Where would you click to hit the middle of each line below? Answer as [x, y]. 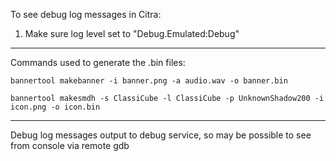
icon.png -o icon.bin [55, 107]
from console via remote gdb [70, 145]
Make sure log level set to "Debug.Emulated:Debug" [132, 33]
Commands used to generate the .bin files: [98, 62]
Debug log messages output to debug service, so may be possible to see [161, 135]
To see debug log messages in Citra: [86, 14]
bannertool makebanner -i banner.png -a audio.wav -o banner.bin [149, 81]
